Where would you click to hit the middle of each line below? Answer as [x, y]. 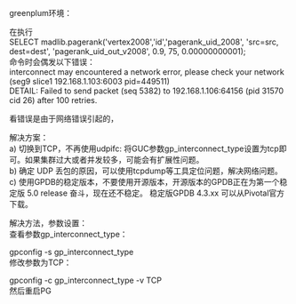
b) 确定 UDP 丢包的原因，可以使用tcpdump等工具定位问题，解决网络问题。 [146, 171]
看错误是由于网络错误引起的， [64, 119]
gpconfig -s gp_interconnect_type [72, 252]
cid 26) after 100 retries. [53, 100]
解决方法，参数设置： [48, 223]
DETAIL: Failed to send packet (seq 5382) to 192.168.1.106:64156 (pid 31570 [147, 91]
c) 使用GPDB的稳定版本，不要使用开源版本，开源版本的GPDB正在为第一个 [144, 182]
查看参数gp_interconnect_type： [68, 234]
